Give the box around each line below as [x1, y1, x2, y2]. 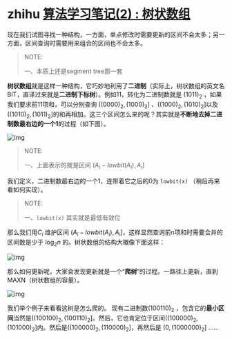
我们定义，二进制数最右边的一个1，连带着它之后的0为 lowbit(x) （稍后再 [7, 177, 214, 185]
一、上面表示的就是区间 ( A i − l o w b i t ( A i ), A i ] [23, 161, 145, 171]
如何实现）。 [12, 185, 47, 194]
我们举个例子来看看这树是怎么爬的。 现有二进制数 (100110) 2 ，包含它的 [7, 304, 206, 314]
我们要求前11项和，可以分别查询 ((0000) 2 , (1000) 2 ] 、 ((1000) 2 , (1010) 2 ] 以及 [7, 100, 219, 110]
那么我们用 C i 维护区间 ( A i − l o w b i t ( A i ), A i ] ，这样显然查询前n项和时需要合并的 [7, 228, 223, 238]
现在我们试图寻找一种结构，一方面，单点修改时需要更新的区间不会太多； [7, 30, 213, 39]
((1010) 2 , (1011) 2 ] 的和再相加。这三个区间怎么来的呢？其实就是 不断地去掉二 [7, 110, 217, 120]
